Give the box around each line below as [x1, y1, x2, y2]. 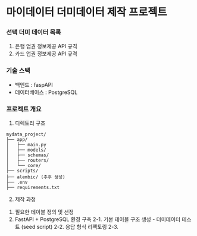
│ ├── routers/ [6, 158, 49, 163]
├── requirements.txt [6, 185, 60, 191]
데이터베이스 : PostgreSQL [14, 89, 78, 96]
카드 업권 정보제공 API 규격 [14, 50, 77, 57]
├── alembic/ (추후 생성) [6, 174, 65, 180]
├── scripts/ [6, 168, 39, 174]
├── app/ [6, 137, 28, 143]
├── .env [6, 180, 28, 185]
